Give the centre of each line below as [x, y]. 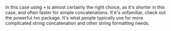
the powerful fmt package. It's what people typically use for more [74, 18]
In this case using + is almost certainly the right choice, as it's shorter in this [85, 7]
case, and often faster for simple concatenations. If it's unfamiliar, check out [85, 12]
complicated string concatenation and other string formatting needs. [78, 23]
